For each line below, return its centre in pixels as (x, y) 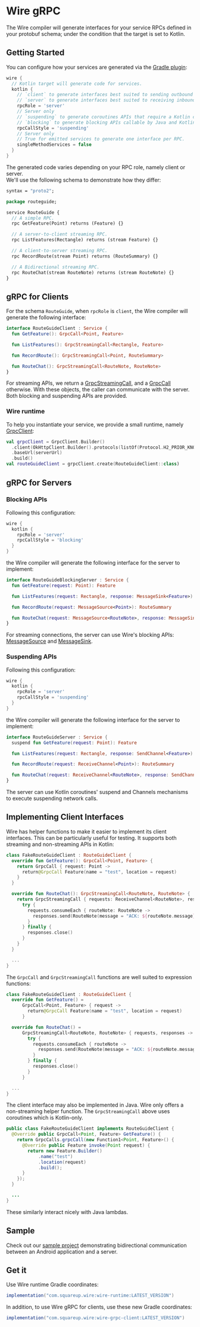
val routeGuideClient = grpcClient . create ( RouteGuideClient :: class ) (93, 464)
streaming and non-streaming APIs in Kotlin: (60, 844)
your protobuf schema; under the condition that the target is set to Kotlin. (96, 33)
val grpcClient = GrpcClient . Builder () (56, 442)
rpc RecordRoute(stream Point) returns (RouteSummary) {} (85, 256)
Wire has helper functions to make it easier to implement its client (86, 831)
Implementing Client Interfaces (65, 817)
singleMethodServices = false (54, 145)
